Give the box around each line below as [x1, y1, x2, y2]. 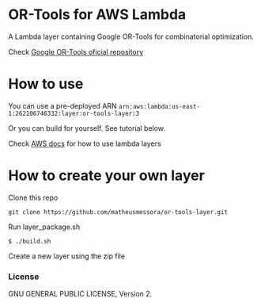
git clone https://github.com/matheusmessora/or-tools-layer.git [8, 208, 228, 216]
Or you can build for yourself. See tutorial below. [8, 123, 166, 132]
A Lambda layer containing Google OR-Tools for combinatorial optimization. [8, 32, 255, 41]
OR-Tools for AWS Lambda [8, 6, 187, 24]
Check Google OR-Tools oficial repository [8, 47, 144, 56]
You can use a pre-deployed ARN [8, 101, 117, 110]
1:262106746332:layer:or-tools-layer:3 [8, 109, 140, 117]
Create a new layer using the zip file [8, 251, 125, 261]
